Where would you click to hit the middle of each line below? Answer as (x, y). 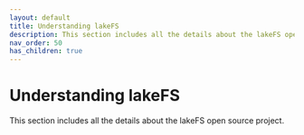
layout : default (40, 18)
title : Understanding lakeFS (64, 26)
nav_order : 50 (36, 43)
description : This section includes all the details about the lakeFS (145, 34)
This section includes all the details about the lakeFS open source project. (147, 121)
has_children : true (46, 51)
